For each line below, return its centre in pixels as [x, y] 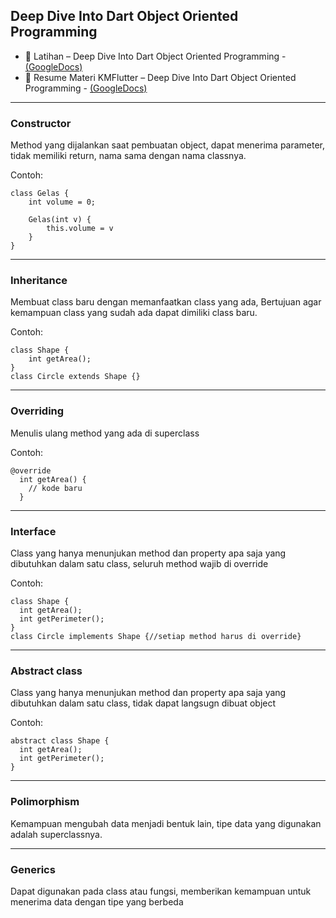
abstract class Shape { [60, 741]
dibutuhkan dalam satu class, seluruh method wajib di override [139, 563]
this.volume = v [80, 229]
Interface [33, 531]
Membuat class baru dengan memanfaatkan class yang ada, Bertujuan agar [166, 302]
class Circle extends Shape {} [75, 377]
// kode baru [55, 488]
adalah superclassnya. [56, 834]
